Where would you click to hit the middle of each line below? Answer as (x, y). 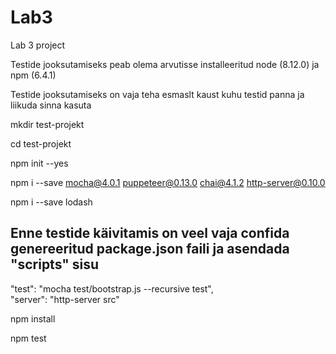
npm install (33, 318)
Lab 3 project (38, 45)
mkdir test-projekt (47, 124)
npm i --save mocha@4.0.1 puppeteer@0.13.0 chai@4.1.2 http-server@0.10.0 (168, 182)
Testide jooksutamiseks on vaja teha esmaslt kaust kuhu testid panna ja (157, 94)
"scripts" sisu (55, 264)
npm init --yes (39, 163)
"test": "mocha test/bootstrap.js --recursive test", (112, 288)
